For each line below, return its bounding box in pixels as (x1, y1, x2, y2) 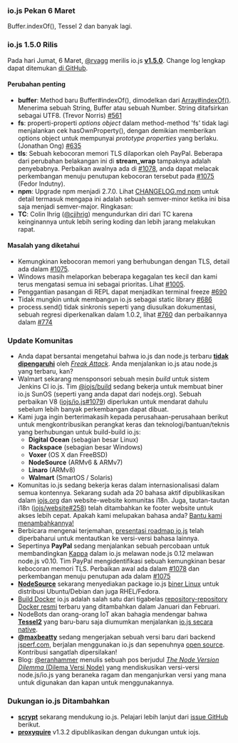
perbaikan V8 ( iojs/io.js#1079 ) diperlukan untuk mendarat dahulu (17, 397, 209, 406)
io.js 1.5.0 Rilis (7, 40, 58, 50)
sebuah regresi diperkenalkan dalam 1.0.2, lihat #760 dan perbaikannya (17, 310, 228, 319)
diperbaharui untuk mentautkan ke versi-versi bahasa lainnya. (17, 534, 200, 543)
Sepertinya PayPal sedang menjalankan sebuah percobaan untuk (17, 542, 210, 550)
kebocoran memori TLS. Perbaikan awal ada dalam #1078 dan (17, 564, 200, 573)
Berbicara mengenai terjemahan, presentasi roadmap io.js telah (17, 527, 205, 535)
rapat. (17, 224, 36, 234)
